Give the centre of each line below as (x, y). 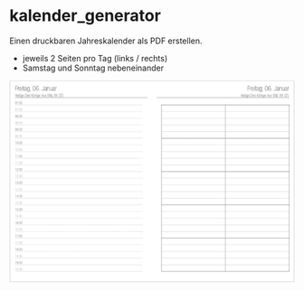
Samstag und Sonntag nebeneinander (93, 68)
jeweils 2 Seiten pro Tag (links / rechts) (95, 58)
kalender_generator (85, 16)
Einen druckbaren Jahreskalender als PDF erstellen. (106, 41)
